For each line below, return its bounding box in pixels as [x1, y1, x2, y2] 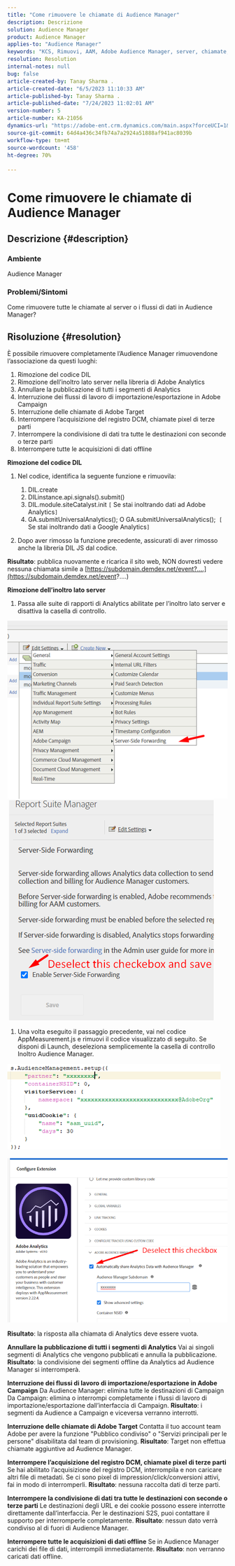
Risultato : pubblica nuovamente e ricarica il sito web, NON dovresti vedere [7, 557, 224, 566]
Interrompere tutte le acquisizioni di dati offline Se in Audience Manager [7, 1537, 219, 1546]
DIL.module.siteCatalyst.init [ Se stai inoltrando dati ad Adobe [27, 501, 206, 509]
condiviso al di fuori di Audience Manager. [7, 1523, 129, 1532]
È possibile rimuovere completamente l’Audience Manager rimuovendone [7, 349, 218, 358]
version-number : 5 [7, 107, 61, 115]
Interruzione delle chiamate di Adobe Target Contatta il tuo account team [7, 1422, 222, 1430]
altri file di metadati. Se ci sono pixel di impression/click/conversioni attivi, [7, 1473, 220, 1481]
